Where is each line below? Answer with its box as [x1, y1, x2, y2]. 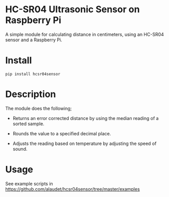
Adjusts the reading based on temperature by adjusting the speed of [12, 140, 157, 146]
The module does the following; [5, 105, 72, 111]
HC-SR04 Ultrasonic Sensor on [5, 4, 140, 15]
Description [5, 88, 56, 100]
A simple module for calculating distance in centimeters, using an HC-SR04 [5, 31, 164, 37]
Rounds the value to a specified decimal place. [12, 130, 111, 136]
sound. [12, 145, 28, 152]
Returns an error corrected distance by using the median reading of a [12, 115, 159, 121]
